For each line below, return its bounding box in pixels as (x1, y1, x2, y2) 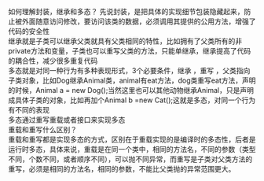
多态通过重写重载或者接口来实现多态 (8, 115, 126, 124)
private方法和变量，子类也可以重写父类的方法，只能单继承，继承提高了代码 (8, 46, 251, 55)
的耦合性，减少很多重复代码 (8, 56, 98, 65)
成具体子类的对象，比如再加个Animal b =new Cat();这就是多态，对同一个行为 (8, 95, 256, 105)
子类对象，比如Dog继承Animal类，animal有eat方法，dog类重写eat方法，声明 (8, 76, 256, 85)
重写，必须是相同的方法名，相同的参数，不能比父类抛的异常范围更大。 (8, 164, 236, 173)
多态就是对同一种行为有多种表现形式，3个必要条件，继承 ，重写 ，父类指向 (8, 66, 251, 75)
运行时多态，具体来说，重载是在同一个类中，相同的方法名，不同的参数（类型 (8, 145, 256, 153)
